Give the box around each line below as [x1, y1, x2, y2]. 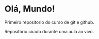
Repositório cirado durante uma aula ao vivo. [4, 28, 94, 34]
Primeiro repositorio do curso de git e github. [4, 19, 94, 25]
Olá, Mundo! [4, 3, 55, 14]
